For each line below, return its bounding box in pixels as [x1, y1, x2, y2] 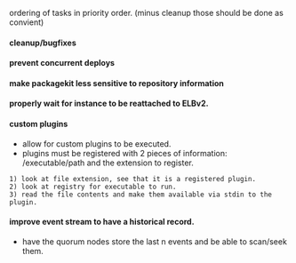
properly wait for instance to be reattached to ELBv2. [9, 98, 209, 109]
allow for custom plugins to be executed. [21, 138, 172, 149]
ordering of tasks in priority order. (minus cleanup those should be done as [9, 8, 284, 18]
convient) [9, 17, 44, 28]
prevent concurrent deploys [9, 58, 116, 68]
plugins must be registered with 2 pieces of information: [21, 147, 228, 158]
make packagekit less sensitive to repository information [9, 77, 225, 88]
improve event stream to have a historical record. [9, 217, 195, 227]
